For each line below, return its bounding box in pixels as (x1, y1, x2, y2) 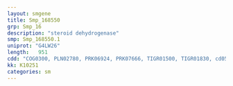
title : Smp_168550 (7, 17, 60, 24)
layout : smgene (7, 10, 51, 17)
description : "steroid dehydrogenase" (7, 29, 119, 37)
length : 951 (7, 49, 49, 56)
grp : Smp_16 (7, 23, 42, 30)
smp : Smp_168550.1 (7, 36, 60, 43)
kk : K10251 (7, 62, 39, 69)
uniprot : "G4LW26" (7, 42, 60, 49)
